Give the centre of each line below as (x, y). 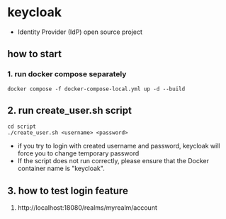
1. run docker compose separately (67, 74)
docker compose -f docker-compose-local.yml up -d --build (96, 89)
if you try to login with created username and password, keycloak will (119, 146)
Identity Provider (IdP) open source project (80, 32)
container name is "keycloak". (61, 168)
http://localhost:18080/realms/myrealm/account (87, 208)
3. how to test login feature (68, 190)
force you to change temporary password (78, 153)
